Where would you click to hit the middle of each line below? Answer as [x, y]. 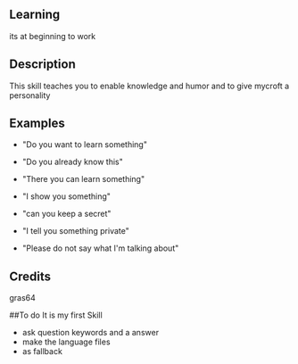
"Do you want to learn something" [84, 145]
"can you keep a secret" [66, 214]
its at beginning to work [53, 36]
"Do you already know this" [72, 162]
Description [42, 65]
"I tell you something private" [75, 231]
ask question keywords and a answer [90, 333]
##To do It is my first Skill [56, 315]
